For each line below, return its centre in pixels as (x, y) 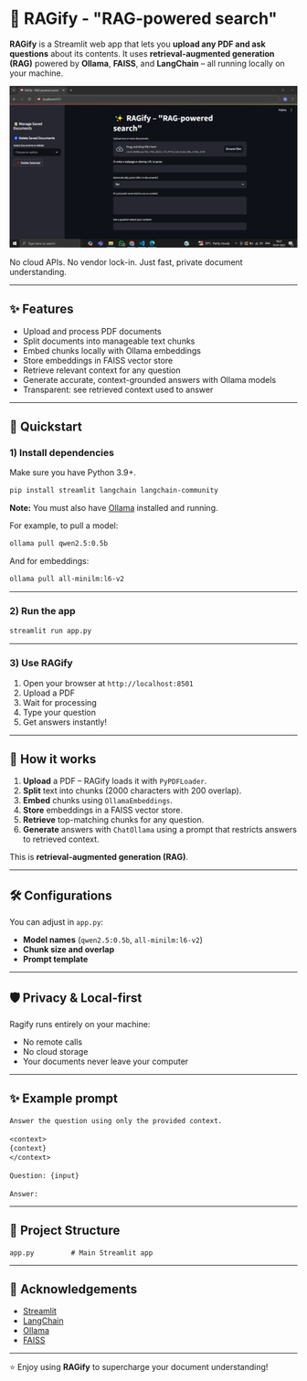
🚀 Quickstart (46, 427)
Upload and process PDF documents (92, 331)
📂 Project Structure (65, 1231)
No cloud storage (55, 1051)
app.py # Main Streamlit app (81, 1253)
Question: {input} (44, 1175)
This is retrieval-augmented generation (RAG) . (99, 857)
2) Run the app (42, 611)
